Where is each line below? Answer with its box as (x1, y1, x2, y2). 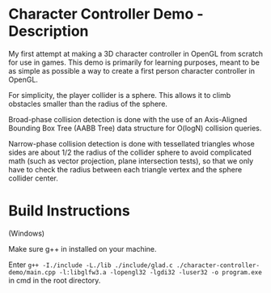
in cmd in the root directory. (8, 275, 101, 285)
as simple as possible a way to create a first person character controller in (8, 66, 256, 75)
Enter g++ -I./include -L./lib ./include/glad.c (8, 260, 173, 270)
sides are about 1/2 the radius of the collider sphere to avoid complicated (8, 147, 252, 157)
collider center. (8, 173, 58, 183)
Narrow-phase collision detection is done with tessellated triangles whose (8, 138, 255, 148)
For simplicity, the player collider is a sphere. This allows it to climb (8, 90, 231, 100)
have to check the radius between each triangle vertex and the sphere (8, 164, 243, 174)
